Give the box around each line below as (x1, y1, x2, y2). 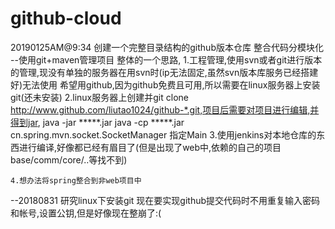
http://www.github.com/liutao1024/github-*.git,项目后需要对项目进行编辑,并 (10, 103, 320, 116)
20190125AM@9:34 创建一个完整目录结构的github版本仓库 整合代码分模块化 (10, 41, 324, 53)
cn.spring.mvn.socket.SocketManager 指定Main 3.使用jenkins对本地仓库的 (10, 128, 317, 141)
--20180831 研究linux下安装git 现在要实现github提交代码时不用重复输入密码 (10, 194, 321, 206)
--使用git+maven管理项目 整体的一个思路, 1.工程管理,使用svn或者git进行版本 (10, 53, 323, 66)
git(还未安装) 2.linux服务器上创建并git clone (10, 91, 189, 103)
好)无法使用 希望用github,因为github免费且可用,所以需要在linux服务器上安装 (10, 78, 321, 91)
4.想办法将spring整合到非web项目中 (10, 175, 142, 186)
